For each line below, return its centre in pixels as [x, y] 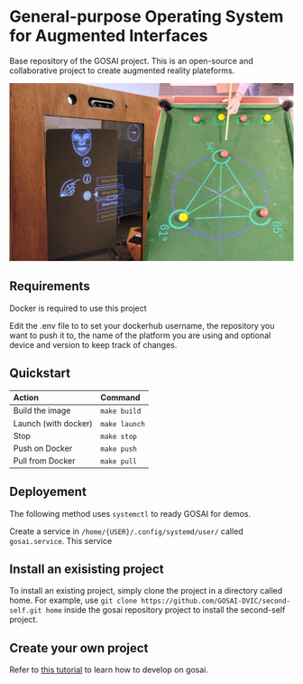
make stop [119, 436]
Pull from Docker [44, 461]
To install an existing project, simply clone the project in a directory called [146, 591]
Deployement [48, 492]
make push [119, 449]
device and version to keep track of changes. [93, 344]
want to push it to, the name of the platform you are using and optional [140, 335]
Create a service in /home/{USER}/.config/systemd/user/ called [126, 531]
